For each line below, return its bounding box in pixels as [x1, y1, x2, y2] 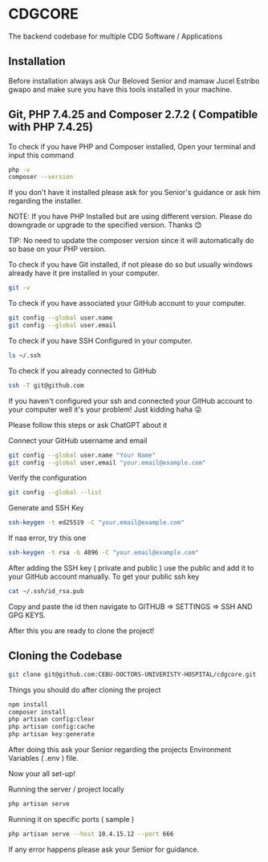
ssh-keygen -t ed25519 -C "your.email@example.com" [8, 518, 185, 527]
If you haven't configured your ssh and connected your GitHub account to [8, 396, 253, 405]
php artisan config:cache [8, 723, 95, 731]
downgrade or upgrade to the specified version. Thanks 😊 [8, 220, 202, 230]
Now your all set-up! [8, 769, 76, 779]
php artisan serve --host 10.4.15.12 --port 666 [8, 830, 174, 838]
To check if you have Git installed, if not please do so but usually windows [8, 260, 253, 270]
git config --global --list [8, 489, 103, 497]
